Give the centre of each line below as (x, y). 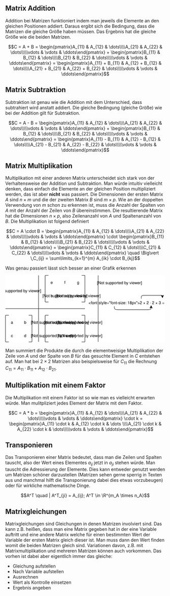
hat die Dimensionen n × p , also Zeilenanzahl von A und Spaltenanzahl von (83, 216)
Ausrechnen (25, 577)
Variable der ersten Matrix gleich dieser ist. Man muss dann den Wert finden (85, 540)
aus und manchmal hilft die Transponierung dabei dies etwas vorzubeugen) (84, 480)
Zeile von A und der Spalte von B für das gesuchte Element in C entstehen (83, 356)
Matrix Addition (30, 8)
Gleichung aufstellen (34, 566)
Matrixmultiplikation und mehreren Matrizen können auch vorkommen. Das (83, 551)
